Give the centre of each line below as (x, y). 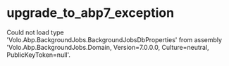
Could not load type (35, 32)
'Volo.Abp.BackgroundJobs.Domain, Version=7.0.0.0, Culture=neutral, (108, 47)
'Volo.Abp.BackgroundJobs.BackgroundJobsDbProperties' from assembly (114, 39)
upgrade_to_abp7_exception (90, 13)
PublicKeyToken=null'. (39, 55)
